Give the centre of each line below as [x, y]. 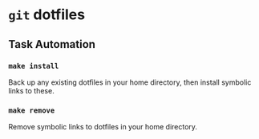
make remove [32, 110]
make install [34, 66]
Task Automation [52, 44]
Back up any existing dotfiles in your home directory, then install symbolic [130, 82]
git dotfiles [47, 15]
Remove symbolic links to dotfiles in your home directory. [103, 127]
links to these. [31, 90]
